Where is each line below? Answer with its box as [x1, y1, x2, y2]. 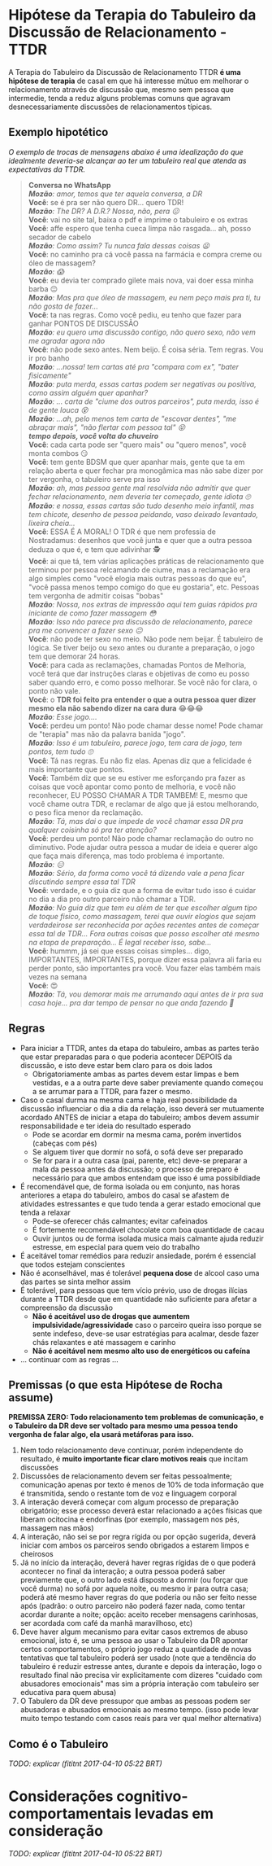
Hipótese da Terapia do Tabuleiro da [8, 6, 257, 24]
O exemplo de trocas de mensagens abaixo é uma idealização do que [8, 147, 244, 156]
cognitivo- [116, 1787, 188, 1806]
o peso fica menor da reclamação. [28, 808, 144, 817]
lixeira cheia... [28, 518, 76, 528]
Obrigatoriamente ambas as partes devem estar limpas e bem [32, 1069, 240, 1079]
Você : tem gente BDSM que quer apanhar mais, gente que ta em [28, 457, 245, 466]
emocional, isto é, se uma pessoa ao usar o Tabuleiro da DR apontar [19, 1636, 248, 1645]
